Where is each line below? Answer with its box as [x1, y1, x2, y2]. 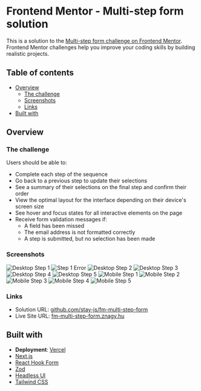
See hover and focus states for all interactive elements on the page [15, 209, 183, 216]
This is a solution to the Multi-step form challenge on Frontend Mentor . [6, 37, 183, 44]
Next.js [15, 352, 33, 359]
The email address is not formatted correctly [24, 229, 136, 236]
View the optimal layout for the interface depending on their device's [15, 196, 186, 204]
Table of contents [6, 68, 74, 78]
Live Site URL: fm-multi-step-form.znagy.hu [15, 312, 125, 319]
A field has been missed [24, 222, 85, 230]
